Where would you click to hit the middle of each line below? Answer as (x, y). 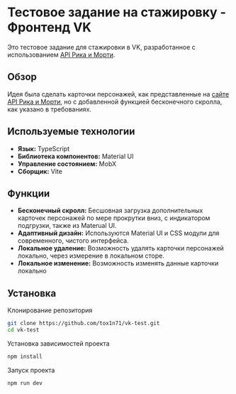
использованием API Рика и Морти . (61, 55)
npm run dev (25, 383)
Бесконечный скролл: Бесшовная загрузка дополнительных (110, 211)
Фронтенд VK (50, 27)
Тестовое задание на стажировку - (117, 12)
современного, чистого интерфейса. (73, 241)
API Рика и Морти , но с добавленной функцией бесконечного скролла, (115, 102)
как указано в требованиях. (50, 109)
